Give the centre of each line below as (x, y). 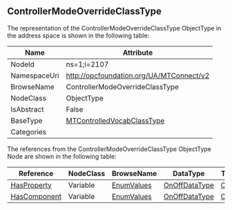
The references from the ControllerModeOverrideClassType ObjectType (109, 149)
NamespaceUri (35, 76)
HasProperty (31, 185)
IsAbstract (27, 109)
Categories (29, 132)
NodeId (22, 64)
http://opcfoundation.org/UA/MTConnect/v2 (138, 76)
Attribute (138, 53)
